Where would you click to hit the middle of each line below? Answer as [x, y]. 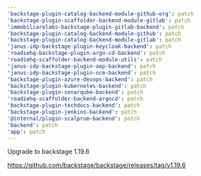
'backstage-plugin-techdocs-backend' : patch [74, 106]
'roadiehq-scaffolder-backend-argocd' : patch [75, 99]
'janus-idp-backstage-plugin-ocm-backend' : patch [82, 73]
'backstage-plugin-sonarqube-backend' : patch [75, 92]
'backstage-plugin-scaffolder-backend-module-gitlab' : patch [99, 20]
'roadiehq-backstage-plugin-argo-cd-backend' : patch [86, 54]
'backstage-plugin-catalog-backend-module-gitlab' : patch [94, 40]
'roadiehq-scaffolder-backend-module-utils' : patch [85, 60]
